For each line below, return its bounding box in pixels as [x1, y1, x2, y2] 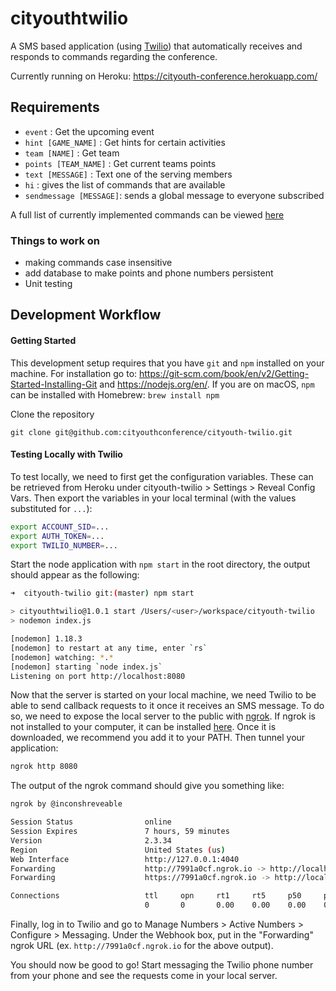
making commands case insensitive [24, 257, 173, 269]
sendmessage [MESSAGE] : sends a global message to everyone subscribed [24, 189, 325, 201]
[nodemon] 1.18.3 [10, 634, 83, 644]
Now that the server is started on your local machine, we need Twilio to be [10, 689, 317, 701]
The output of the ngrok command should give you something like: [10, 780, 285, 792]
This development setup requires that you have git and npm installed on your [10, 357, 325, 369]
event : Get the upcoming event [24, 125, 155, 137]
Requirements [10, 99, 100, 116]
